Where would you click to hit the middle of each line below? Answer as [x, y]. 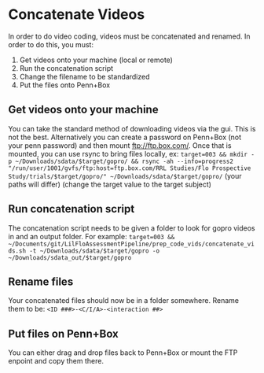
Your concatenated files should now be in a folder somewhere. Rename [124, 301]
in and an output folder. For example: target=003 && [92, 236]
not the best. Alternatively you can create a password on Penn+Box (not [125, 137]
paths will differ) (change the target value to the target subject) [110, 184]
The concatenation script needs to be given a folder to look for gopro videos [132, 228]
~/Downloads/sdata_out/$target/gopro [70, 257]
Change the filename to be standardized [85, 76]
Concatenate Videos [77, 15]
